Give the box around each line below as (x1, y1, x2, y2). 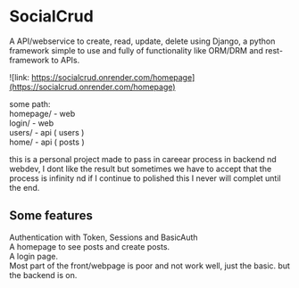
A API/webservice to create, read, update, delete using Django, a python (9, 36, 276, 46)
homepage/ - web (9, 108, 76, 119)
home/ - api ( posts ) (9, 136, 85, 147)
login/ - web (9, 118, 54, 128)
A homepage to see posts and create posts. (9, 241, 170, 251)
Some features (9, 208, 94, 224)
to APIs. (51, 54, 80, 65)
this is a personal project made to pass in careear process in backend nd (9, 153, 277, 164)
